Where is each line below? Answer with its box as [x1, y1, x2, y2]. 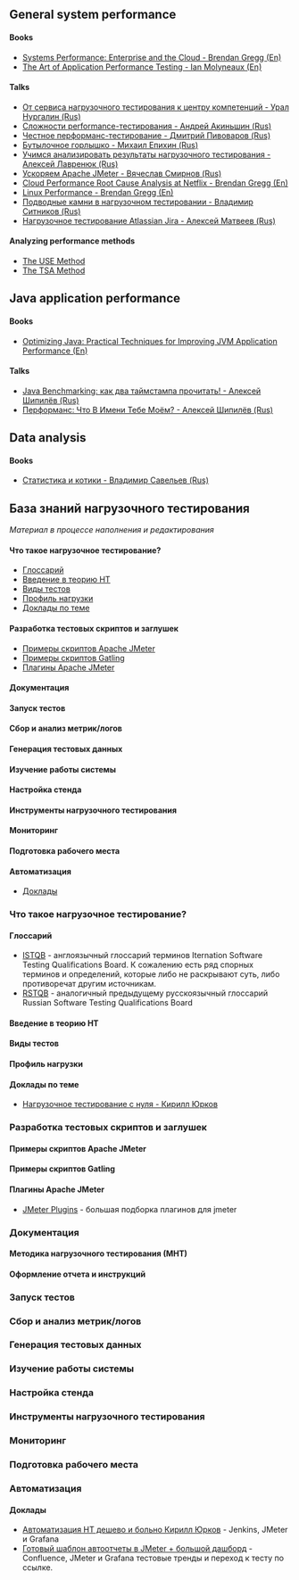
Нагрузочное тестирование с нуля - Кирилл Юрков [21, 1099, 219, 1110]
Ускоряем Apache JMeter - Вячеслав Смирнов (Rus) [21, 168, 222, 178]
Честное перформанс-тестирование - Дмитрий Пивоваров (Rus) [21, 129, 271, 141]
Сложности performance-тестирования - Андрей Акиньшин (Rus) [21, 120, 272, 131]
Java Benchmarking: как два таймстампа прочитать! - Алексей [21, 385, 262, 396]
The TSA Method [21, 265, 86, 276]
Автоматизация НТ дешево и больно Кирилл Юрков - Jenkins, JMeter [21, 1525, 288, 1535]
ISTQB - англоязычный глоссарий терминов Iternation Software [21, 950, 263, 961]
